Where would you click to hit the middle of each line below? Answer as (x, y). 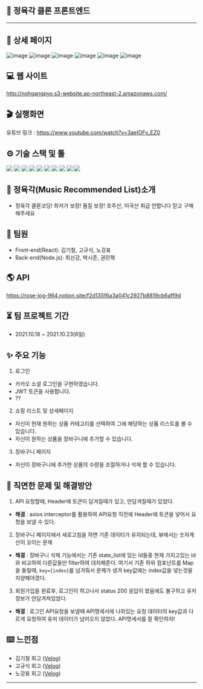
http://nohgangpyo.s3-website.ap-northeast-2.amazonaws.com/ (87, 93)
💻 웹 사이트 (27, 76)
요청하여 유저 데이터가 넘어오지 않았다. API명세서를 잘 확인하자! (101, 619)
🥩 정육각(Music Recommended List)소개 (81, 190)
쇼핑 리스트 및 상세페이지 (44, 411)
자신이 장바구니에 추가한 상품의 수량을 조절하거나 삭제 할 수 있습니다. (95, 465)
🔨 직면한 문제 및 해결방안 (49, 486)
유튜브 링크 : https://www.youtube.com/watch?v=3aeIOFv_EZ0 (83, 133)
